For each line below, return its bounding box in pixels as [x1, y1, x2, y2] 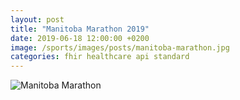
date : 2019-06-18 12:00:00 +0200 [10, 33, 150, 43]
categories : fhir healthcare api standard [10, 52, 190, 62]
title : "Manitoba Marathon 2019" [10, 24, 150, 34]
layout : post [10, 14, 65, 25]
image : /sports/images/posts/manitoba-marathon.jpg [10, 42, 230, 53]
